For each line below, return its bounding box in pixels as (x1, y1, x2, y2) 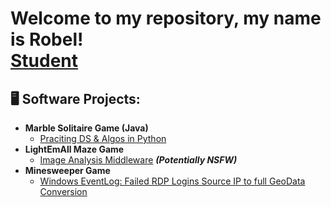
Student (10, 50, 79, 72)
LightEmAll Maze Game (24, 143, 125, 155)
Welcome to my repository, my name (10, 7, 322, 30)
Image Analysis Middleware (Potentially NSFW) (39, 154, 238, 166)
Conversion (39, 186, 88, 197)
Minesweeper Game (24, 165, 111, 176)
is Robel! (10, 28, 84, 51)
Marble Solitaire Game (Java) (24, 122, 149, 134)
